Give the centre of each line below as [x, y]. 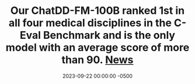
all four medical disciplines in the [90, 23]
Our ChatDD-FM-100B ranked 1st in [97, 11]
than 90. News [97, 60]
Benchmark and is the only [109, 35]
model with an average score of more [97, 48]
